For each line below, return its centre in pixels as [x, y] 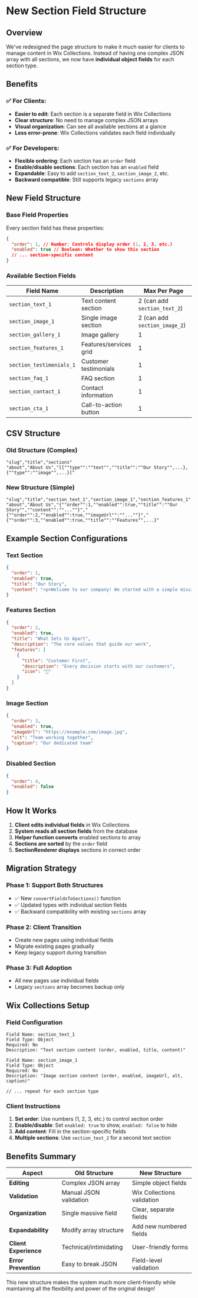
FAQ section [98, 378]
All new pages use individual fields [57, 980]
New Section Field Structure [76, 11]
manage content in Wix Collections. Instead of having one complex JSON [95, 53]
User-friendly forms [160, 1247]
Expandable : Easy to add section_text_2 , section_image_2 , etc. [92, 173]
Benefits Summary [41, 1156]
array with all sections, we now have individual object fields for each [90, 59]
